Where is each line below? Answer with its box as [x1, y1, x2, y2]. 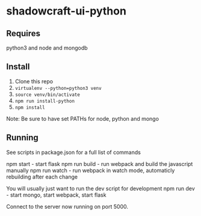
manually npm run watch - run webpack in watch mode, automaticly [6, 167, 175, 174]
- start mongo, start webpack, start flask [6, 191, 107, 199]
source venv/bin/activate [14, 92, 80, 98]
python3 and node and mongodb [6, 44, 88, 51]
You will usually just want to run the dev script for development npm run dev [6, 185, 196, 192]
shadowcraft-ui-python [6, 4, 126, 18]
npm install [14, 104, 45, 110]
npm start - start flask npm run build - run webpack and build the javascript [6, 160, 193, 167]
